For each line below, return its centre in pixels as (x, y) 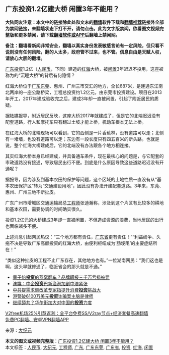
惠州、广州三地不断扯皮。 (32, 192)
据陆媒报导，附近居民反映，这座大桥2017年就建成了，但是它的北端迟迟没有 (83, 116)
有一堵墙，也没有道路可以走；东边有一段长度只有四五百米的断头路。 (76, 139)
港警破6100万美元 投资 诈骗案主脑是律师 (53, 296)
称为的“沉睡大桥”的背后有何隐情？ (40, 75)
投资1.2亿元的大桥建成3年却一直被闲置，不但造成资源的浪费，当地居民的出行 (84, 220)
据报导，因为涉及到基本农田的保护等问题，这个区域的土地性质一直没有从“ (81, 179)
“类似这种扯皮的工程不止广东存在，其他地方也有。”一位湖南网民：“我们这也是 (84, 260)
